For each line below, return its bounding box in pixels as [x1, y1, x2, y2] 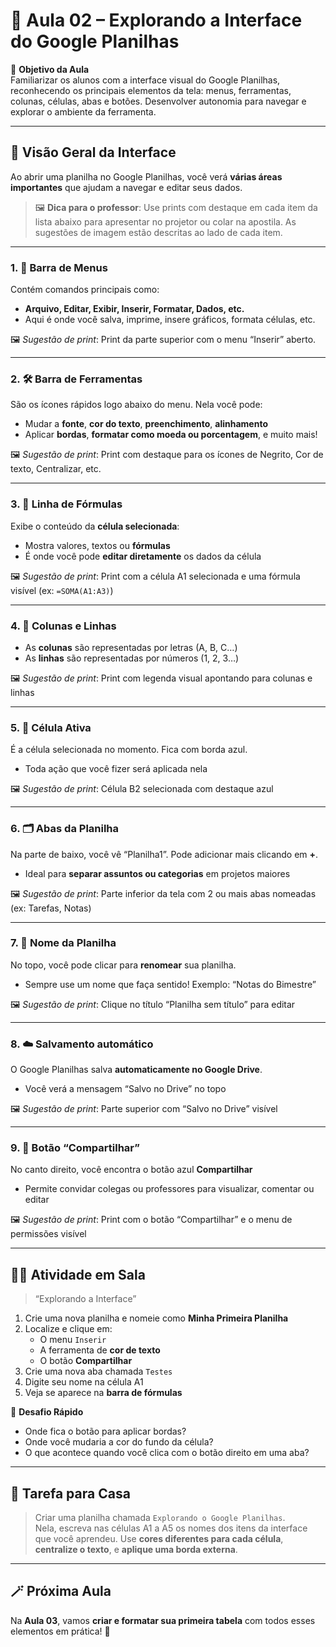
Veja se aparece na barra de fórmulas [24, 1387, 183, 1399]
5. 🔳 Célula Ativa [10, 720, 92, 734]
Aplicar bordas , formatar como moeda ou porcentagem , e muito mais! [24, 429, 318, 441]
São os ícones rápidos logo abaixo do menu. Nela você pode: [10, 399, 263, 411]
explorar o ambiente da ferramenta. [10, 105, 157, 118]
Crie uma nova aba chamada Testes [24, 1365, 173, 1378]
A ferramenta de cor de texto [39, 1344, 161, 1356]
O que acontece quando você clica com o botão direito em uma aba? [24, 1447, 310, 1459]
